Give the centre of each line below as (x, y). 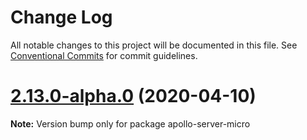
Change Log (61, 17)
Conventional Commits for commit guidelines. (104, 55)
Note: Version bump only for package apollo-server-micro (130, 123)
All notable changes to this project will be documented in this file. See (154, 45)
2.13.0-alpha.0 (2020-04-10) (133, 96)
